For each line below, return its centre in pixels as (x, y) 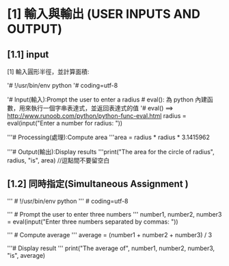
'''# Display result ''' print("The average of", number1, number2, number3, (111, 248)
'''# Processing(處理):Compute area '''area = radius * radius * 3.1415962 (109, 137)
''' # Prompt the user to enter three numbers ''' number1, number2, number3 (114, 214)
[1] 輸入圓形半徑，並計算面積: (48, 72)
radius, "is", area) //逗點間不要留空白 (58, 160)
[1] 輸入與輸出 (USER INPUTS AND (104, 14)
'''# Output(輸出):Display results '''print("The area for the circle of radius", (111, 152)
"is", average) (26, 255)
